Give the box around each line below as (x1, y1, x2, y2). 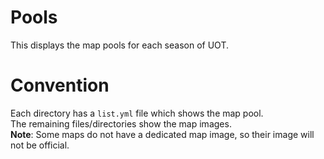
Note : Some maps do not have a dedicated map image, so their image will (10, 128, 315, 140)
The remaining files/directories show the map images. (10, 117, 232, 130)
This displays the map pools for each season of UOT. (10, 39, 229, 51)
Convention (10, 74, 110, 97)
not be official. (10, 139, 70, 151)
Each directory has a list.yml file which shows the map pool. (10, 107, 264, 119)
